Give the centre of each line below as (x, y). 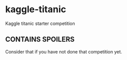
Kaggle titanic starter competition (40, 23)
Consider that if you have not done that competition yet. (64, 51)
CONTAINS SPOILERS (40, 39)
